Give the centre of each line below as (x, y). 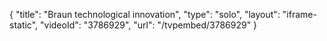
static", (24, 25)
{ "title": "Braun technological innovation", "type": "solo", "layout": (145, 14)
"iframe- (299, 14)
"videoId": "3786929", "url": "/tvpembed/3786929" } (149, 25)
